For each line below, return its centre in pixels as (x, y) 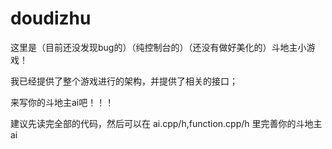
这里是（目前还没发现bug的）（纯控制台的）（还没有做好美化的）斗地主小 (158, 47)
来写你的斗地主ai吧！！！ (62, 102)
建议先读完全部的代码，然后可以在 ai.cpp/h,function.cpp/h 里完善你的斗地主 (166, 123)
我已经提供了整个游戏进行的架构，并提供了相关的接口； (124, 81)
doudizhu (51, 18)
